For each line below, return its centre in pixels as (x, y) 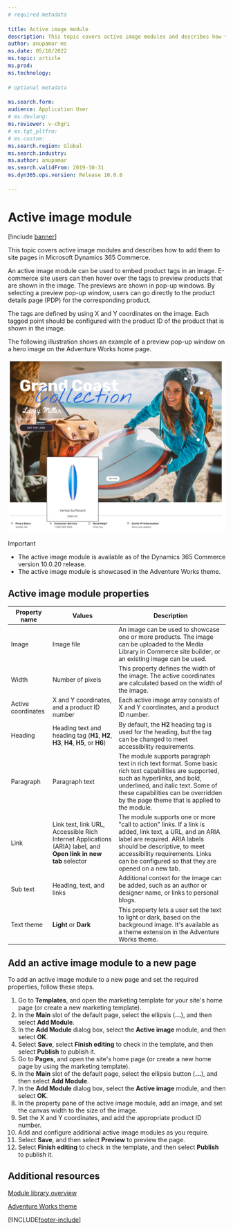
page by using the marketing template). (74, 1066)
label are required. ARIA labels (161, 839)
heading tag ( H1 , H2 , (82, 736)
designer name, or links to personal (168, 893)
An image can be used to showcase (169, 629)
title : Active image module (48, 29)
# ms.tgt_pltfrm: (33, 131)
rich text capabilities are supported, (169, 770)
